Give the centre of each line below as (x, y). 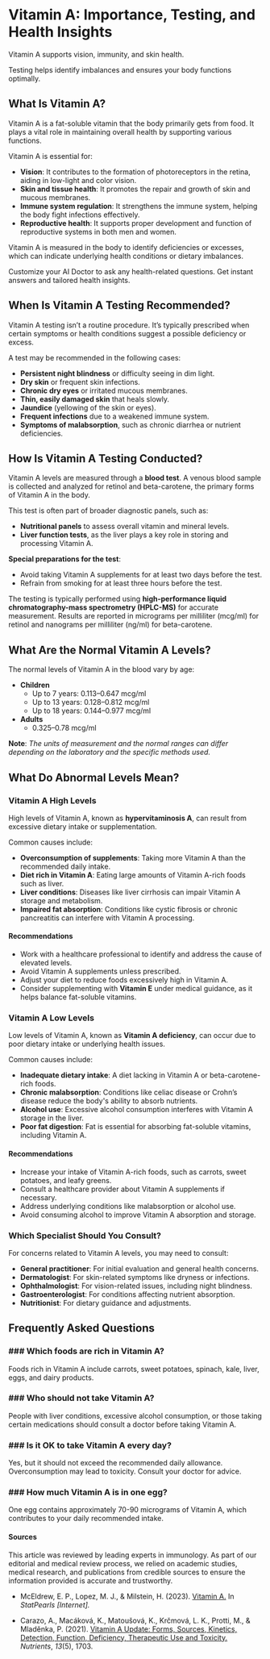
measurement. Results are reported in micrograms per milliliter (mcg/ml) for (134, 616)
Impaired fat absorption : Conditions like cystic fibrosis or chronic (129, 909)
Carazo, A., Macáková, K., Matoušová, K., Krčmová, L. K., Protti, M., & (135, 1620)
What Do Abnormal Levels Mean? (94, 777)
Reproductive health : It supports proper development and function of (136, 223)
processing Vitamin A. (57, 544)
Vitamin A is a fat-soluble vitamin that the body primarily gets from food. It (131, 123)
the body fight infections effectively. (80, 215)
